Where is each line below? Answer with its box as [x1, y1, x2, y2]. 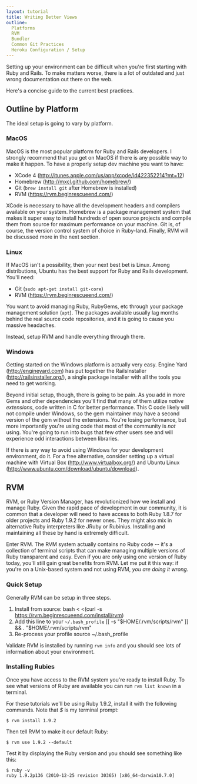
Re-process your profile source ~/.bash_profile [14, 630, 128, 637]
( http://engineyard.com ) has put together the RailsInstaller [6, 368, 147, 375]
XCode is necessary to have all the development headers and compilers [6, 201, 181, 209]
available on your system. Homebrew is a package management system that [6, 208, 191, 215]
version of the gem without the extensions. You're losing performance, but [6, 416, 186, 424]
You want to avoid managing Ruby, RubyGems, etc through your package [6, 303, 183, 310]
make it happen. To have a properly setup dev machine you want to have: [6, 160, 184, 167]
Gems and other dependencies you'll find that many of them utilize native [6, 398, 184, 405]
